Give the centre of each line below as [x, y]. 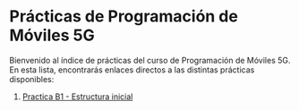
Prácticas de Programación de [124, 17]
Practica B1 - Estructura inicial [77, 97]
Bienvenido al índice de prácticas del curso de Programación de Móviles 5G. [150, 60]
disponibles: [32, 79]
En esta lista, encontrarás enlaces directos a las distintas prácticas [132, 70]
